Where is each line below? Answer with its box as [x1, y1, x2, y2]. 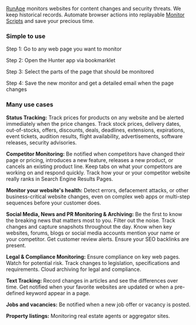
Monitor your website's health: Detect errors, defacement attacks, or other [6, 186, 189, 193]
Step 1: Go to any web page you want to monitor [6, 45, 122, 52]
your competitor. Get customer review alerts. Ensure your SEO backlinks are [6, 235, 189, 243]
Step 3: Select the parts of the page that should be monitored [6, 68, 154, 75]
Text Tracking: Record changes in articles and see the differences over [6, 277, 178, 284]
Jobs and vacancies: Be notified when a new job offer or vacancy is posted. [6, 301, 191, 308]
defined [6, 289, 25, 296]
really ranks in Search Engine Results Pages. [6, 175, 114, 182]
